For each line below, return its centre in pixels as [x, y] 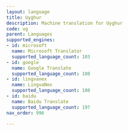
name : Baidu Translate [40, 101]
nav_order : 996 [25, 113]
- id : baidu [21, 96]
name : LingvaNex [32, 85]
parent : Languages [29, 34]
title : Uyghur [24, 18]
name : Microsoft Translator [47, 51]
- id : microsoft [27, 46]
